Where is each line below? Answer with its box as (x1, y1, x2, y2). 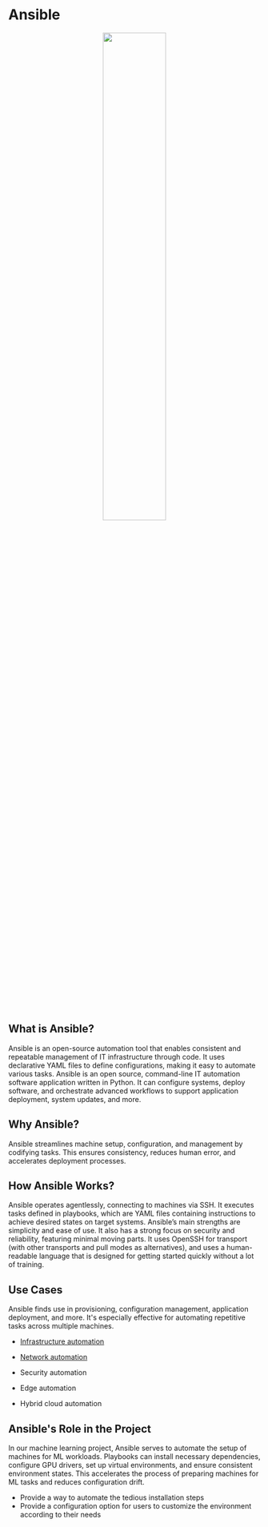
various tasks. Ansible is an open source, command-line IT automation (8, 1068, 241, 1078)
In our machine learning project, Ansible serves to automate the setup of (8, 1443, 247, 1453)
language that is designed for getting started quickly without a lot (38, 1251, 254, 1261)
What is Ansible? (8, 1022, 94, 1036)
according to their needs (19, 1510, 102, 1519)
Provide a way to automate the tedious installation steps (19, 1493, 205, 1502)
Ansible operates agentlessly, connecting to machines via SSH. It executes (8, 1200, 254, 1210)
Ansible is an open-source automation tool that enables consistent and (8, 1043, 242, 1053)
